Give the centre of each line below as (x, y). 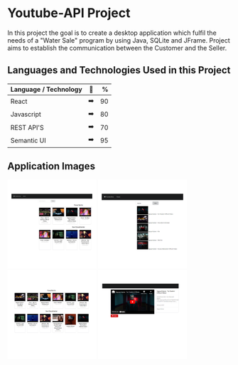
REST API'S (27, 127)
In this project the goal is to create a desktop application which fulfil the (112, 33)
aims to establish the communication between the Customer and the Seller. (117, 48)
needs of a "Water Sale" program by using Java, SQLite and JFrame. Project (119, 40)
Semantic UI (28, 140)
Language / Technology (47, 90)
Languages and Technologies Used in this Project (119, 70)
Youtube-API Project (69, 13)
